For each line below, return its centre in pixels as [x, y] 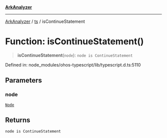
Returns [18, 120]
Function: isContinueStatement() [75, 41]
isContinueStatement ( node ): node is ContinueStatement [75, 55]
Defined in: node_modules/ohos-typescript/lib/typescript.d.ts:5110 [73, 65]
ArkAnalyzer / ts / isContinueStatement [45, 21]
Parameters [24, 81]
